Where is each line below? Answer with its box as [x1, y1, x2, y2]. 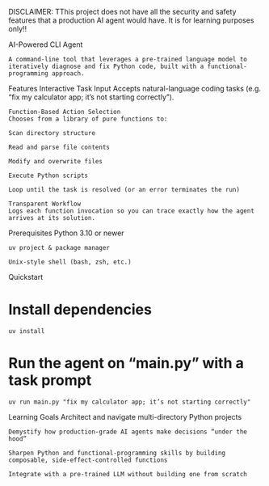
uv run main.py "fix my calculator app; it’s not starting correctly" [8, 398, 251, 406]
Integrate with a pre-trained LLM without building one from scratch [8, 470, 248, 478]
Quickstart [8, 273, 44, 281]
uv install [8, 327, 45, 335]
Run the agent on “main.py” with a [8, 354, 244, 373]
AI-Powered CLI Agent [8, 40, 83, 49]
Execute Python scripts [8, 171, 89, 180]
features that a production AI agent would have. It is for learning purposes [8, 15, 254, 25]
